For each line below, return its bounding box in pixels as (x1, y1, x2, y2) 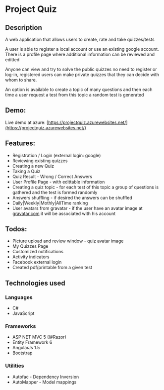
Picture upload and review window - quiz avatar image (12, 238, 124, 244)
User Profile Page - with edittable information (12, 179, 105, 185)
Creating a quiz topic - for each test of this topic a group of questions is (12, 184, 159, 190)
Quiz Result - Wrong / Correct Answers (12, 173, 93, 180)
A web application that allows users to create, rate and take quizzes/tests (5, 36, 155, 42)
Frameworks (5, 323, 36, 330)
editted (5, 57, 20, 63)
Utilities (5, 362, 24, 369)
